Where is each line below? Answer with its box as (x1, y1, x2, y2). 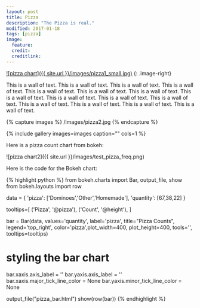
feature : (11, 42, 33, 48)
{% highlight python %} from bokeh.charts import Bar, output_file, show (6, 176, 183, 183)
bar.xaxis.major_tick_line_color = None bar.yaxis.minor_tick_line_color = (6, 277, 182, 284)
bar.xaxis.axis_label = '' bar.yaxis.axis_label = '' (6, 270, 122, 278)
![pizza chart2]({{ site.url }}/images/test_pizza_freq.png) (6, 153, 145, 160)
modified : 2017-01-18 (6, 25, 60, 32)
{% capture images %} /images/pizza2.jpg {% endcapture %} (6, 118, 158, 126)
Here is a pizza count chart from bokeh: (6, 141, 104, 148)
